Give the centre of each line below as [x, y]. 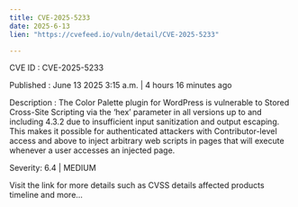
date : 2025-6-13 [40, 26]
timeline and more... [46, 195]
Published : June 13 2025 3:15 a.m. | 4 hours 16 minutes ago [121, 85]
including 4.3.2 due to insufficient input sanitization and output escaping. [144, 121]
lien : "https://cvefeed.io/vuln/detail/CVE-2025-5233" [114, 34]
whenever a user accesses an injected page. [92, 150]
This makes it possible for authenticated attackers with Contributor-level [143, 131]
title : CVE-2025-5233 [50, 18]
